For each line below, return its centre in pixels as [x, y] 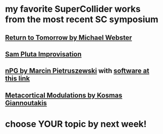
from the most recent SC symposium [82, 19]
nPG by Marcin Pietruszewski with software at [77, 71]
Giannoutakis [26, 103]
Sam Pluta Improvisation [43, 54]
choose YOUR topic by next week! [76, 124]
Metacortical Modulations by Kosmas [64, 95]
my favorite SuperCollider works [73, 9]
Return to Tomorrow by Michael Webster [68, 38]
